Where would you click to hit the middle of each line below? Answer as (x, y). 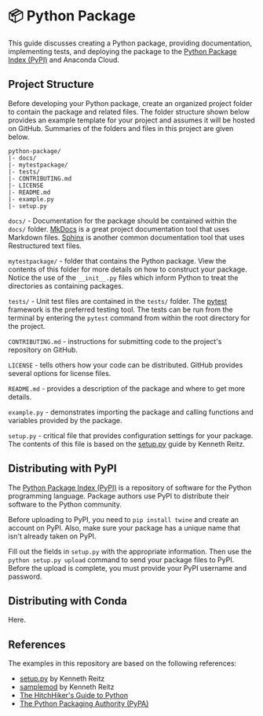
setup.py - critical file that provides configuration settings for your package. (131, 435)
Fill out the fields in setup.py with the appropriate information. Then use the (130, 551)
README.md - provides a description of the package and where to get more (127, 388)
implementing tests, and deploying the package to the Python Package (122, 51)
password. (25, 576)
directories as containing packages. (66, 286)
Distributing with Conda (68, 601)
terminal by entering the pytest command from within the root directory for (129, 318)
